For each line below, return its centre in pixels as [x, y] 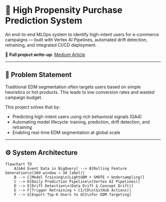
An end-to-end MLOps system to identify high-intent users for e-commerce [82, 34]
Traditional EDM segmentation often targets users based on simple [73, 87]
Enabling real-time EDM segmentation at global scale [66, 132]
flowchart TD [19, 164]
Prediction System [44, 21]
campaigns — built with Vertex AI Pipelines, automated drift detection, [76, 40]
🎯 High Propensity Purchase [64, 10]
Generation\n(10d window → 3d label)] [45, 173]
